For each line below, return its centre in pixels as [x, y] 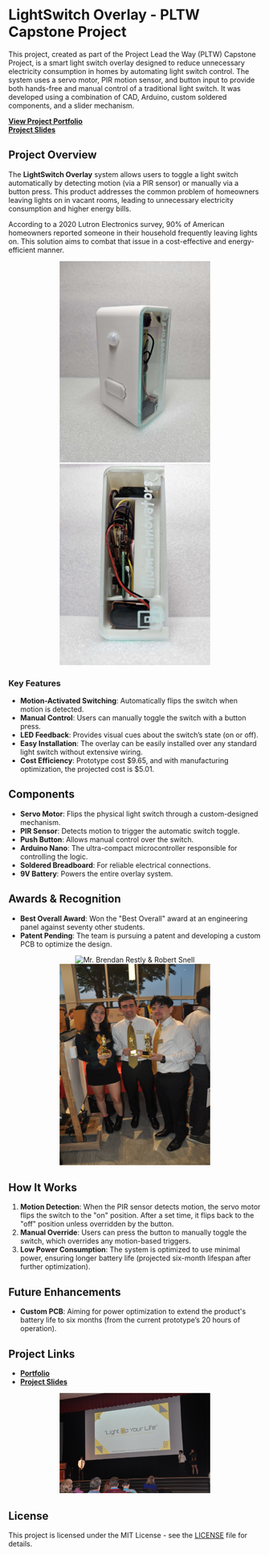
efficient [22, 250]
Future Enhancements [65, 1292]
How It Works [43, 1188]
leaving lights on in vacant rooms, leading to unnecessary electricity [121, 200]
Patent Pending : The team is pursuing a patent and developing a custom [140, 935]
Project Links [42, 1354]
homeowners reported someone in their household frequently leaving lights [133, 233]
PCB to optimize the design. [66, 944]
